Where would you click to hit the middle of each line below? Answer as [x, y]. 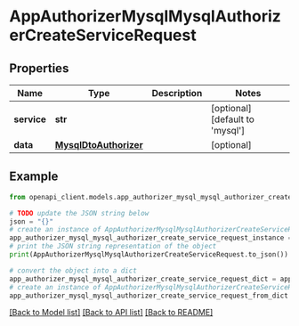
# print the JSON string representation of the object [113, 247]
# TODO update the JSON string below [79, 213]
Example [34, 177]
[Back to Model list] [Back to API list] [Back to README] [111, 313]
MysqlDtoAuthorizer [99, 145]
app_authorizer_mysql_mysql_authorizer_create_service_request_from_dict [149, 296]
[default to [233, 119]
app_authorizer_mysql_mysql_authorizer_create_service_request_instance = [151, 238]
